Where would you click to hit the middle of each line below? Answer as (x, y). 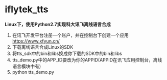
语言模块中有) (27, 66)
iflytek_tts (27, 9)
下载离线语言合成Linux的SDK (43, 47)
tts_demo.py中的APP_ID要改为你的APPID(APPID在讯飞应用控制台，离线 (87, 59)
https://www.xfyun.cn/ (36, 41)
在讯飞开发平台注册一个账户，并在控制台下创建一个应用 (70, 35)
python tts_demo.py (33, 72)
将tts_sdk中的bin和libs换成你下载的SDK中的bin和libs (67, 53)
